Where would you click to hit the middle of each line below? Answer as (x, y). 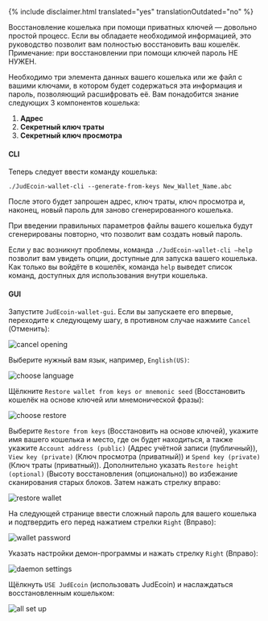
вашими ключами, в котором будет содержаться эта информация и (126, 85)
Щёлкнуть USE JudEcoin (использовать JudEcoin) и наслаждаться (121, 585)
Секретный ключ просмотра (71, 135)
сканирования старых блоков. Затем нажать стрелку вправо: (115, 482)
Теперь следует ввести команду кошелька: (83, 172)
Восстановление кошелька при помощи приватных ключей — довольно (133, 27)
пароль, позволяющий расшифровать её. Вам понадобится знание (124, 94)
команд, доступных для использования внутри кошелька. (108, 275)
